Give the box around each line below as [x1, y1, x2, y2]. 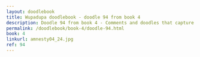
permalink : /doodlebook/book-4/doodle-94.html [6, 25, 125, 31]
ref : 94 [6, 42, 26, 48]
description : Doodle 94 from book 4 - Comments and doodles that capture [6, 20, 195, 26]
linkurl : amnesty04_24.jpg [6, 36, 74, 42]
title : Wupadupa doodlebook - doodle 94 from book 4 [6, 14, 141, 20]
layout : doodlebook [6, 8, 55, 15]
